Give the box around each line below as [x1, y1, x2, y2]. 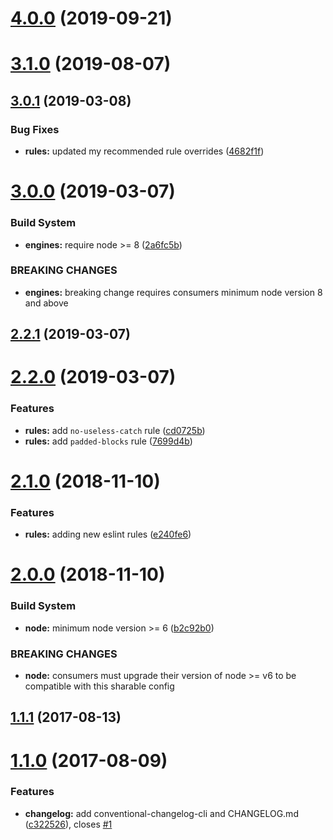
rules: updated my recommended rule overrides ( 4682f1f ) [24, 145, 265, 157]
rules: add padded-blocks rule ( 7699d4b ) [24, 435, 193, 447]
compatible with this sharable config [24, 680, 175, 692]
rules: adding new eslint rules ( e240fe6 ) [24, 528, 192, 541]
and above [24, 297, 69, 309]
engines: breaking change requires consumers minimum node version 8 [24, 286, 323, 298]
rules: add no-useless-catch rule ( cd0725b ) [24, 424, 206, 436]
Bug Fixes [10, 122, 60, 136]
